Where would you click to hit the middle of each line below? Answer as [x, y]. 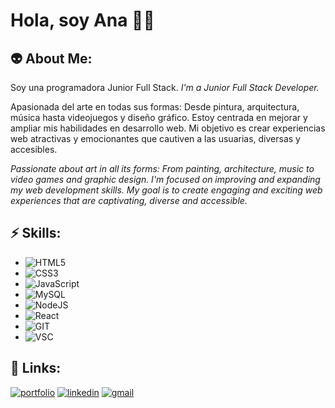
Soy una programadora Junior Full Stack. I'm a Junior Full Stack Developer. [165, 87]
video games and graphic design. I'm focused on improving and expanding [165, 179]
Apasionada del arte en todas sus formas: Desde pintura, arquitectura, [155, 107]
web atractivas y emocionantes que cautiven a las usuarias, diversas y [155, 138]
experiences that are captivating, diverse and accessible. [129, 200]
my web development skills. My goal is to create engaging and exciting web [166, 190]
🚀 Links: [36, 368]
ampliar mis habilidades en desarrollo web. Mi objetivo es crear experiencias [168, 128]
